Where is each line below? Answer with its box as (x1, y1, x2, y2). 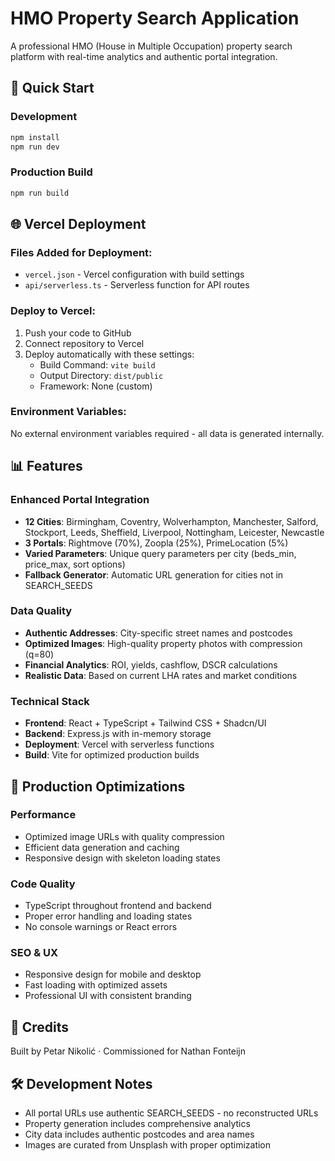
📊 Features (10, 458, 83, 475)
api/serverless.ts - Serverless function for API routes (24, 279, 250, 291)
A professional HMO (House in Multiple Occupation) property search (10, 40, 293, 52)
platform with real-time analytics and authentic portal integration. (10, 50, 278, 62)
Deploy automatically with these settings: (24, 348, 195, 360)
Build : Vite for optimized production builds (24, 749, 200, 761)
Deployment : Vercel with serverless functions (24, 738, 215, 751)
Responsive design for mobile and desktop (24, 968, 202, 981)
